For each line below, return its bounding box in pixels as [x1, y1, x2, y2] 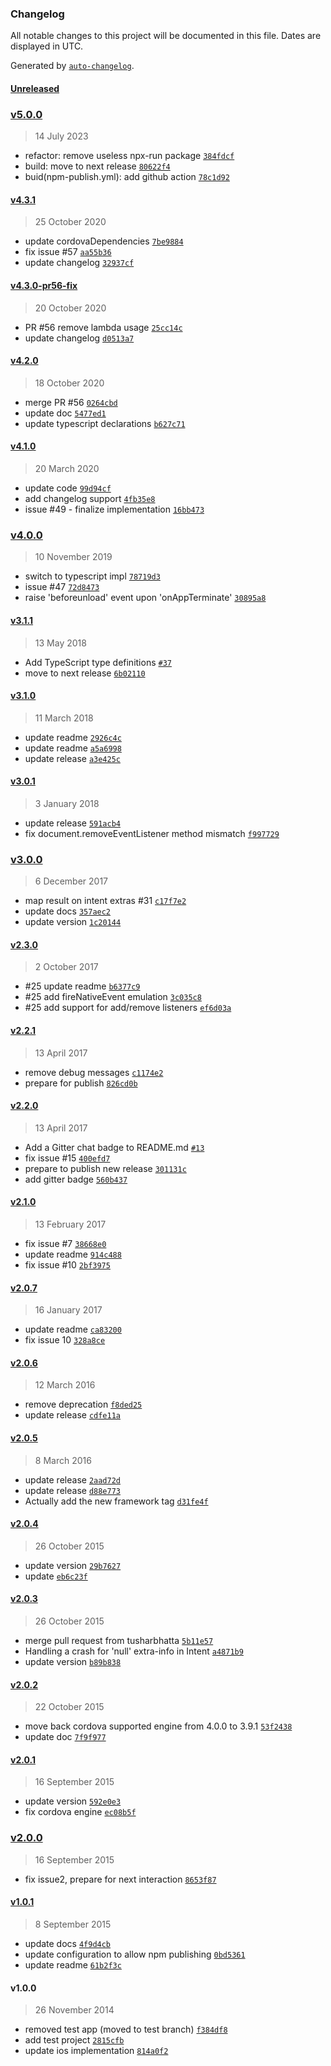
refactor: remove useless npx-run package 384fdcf [24, 150, 235, 162]
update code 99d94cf [24, 482, 112, 494]
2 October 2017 [34, 961, 99, 973]
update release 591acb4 [24, 817, 121, 829]
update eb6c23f [24, 1570, 88, 1582]
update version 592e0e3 [24, 1795, 122, 1807]
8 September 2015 [34, 1918, 112, 1930]
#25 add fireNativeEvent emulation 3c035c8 [24, 991, 202, 1003]
